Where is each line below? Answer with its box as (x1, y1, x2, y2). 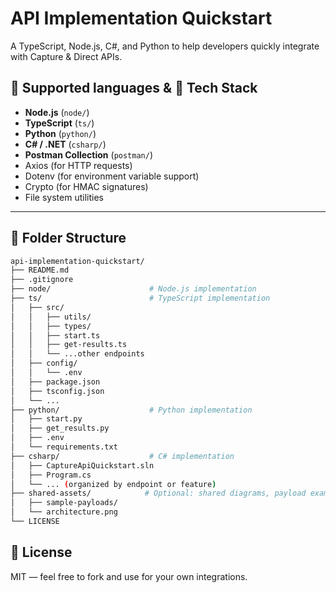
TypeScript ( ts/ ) (24, 117, 95, 129)
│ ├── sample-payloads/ (10, 498, 118, 508)
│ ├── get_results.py (10, 423, 110, 434)
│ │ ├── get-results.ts (10, 340, 128, 350)
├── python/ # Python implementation (10, 405, 253, 415)
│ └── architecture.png (10, 507, 118, 517)
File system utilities (24, 191, 104, 203)
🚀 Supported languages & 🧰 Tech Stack (10, 80, 258, 97)
